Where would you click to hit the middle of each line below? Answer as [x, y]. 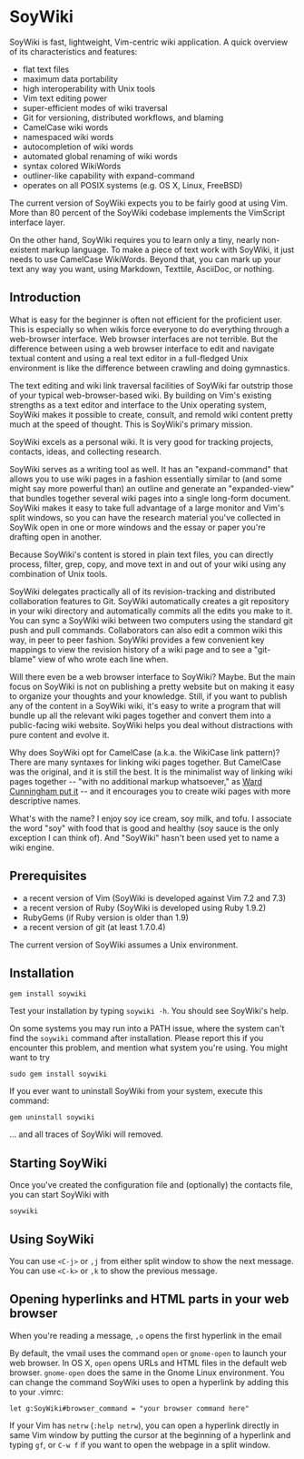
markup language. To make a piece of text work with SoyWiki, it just [167, 249]
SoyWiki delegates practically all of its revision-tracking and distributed [142, 591]
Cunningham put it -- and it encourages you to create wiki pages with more [150, 791]
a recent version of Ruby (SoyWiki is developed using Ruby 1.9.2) [144, 907]
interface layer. [37, 222]
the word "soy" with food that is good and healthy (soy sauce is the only [144, 828]
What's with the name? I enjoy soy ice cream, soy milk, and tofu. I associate [151, 818]
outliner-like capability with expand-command [108, 176]
